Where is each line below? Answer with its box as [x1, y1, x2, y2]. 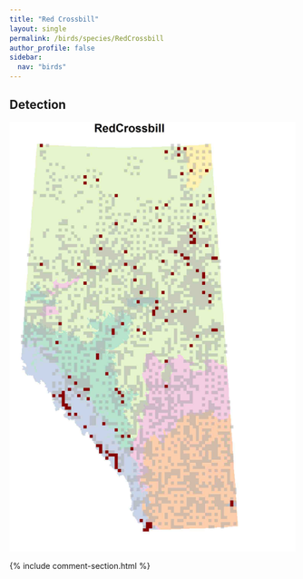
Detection [9, 97, 66, 113]
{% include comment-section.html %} [9, 560, 151, 571]
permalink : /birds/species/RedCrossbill [9, 34, 165, 43]
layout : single [9, 24, 67, 34]
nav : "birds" [17, 63, 67, 72]
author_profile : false [9, 44, 95, 53]
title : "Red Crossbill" [9, 15, 100, 24]
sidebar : [9, 53, 43, 63]
